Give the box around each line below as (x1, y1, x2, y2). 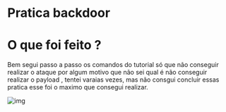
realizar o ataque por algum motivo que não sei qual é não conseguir (7, 68, 208, 77)
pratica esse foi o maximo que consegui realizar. (7, 83, 148, 92)
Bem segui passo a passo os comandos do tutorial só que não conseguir (7, 61, 219, 69)
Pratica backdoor (7, 5, 111, 21)
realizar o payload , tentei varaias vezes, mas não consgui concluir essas (7, 75, 220, 84)
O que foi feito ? (7, 37, 102, 54)
